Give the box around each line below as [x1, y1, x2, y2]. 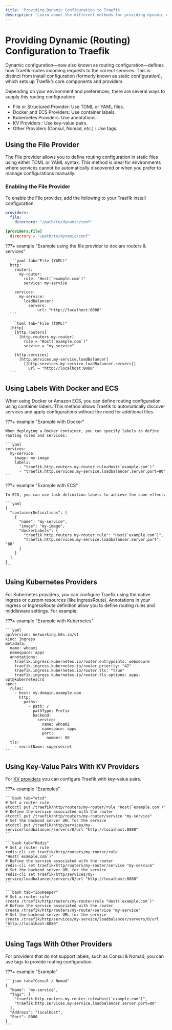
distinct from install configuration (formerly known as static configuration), [5, 73, 162, 79]
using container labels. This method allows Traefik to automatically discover [5, 403, 165, 409]
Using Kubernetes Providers [5, 578, 97, 586]
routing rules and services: [5, 433, 68, 438]
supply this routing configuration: [5, 94, 76, 100]
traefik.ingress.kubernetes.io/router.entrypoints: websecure [14, 659, 150, 664]
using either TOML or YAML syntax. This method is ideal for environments [5, 159, 161, 165]
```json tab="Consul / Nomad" [5, 979, 70, 984]
